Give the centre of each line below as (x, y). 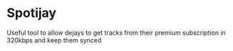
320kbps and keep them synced (54, 40)
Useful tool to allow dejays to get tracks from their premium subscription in (116, 33)
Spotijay (32, 13)
